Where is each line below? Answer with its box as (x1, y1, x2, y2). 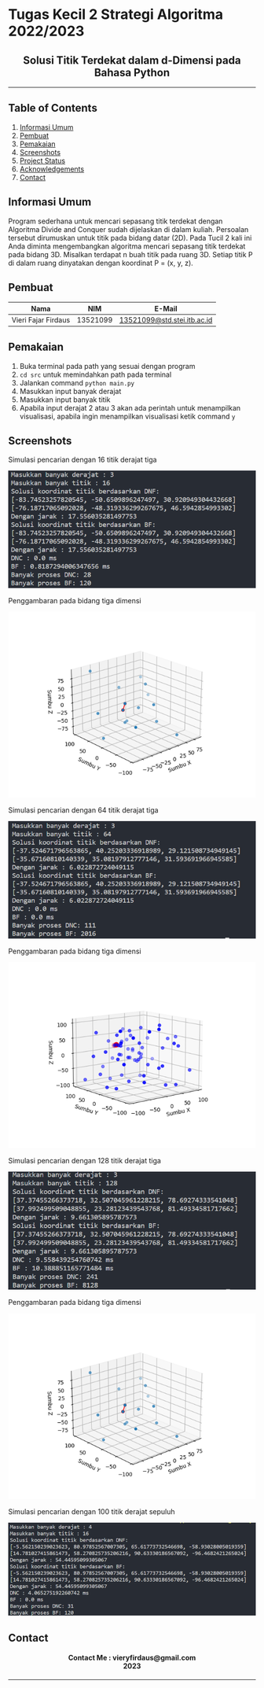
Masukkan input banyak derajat (19, 386, 122, 396)
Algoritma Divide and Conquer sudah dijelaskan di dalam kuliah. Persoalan (8, 224, 249, 234)
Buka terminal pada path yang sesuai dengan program (19, 361, 196, 370)
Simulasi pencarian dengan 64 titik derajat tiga (8, 805, 159, 815)
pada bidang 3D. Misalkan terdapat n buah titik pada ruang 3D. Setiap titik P (8, 249, 253, 259)
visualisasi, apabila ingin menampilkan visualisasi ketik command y (19, 411, 236, 421)
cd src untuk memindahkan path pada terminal (19, 370, 172, 379)
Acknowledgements (19, 164, 85, 174)
